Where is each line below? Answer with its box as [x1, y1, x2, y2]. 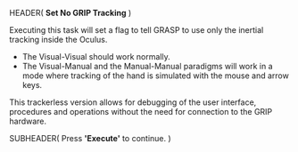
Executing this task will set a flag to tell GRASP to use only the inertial [9, 25, 264, 35]
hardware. [9, 116, 47, 126]
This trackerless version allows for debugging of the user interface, [9, 97, 257, 108]
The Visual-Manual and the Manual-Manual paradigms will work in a [21, 61, 274, 71]
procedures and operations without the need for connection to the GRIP [9, 107, 273, 116]
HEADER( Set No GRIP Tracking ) [9, 8, 132, 18]
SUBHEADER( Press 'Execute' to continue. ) [9, 133, 171, 143]
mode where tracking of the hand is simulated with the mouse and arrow [21, 70, 290, 81]
